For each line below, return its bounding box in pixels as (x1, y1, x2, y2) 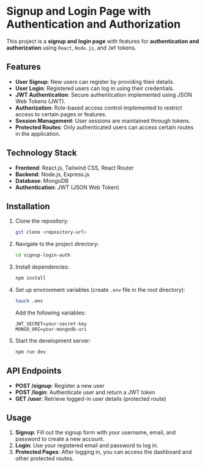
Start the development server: (15, 336, 91, 344)
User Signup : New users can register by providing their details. (15, 78, 175, 85)
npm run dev (15, 349, 46, 355)
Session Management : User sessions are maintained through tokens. (15, 117, 191, 124)
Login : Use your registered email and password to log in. (15, 442, 158, 449)
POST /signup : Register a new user (15, 382, 105, 389)
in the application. (15, 130, 61, 137)
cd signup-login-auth (15, 252, 70, 258)
